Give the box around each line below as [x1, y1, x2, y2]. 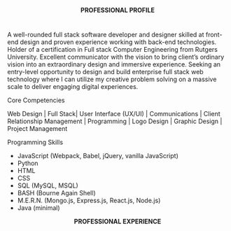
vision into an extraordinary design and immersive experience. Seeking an [7, 60, 221, 69]
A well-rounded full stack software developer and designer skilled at [7, 31, 204, 39]
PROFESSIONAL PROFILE [80, 6, 155, 14]
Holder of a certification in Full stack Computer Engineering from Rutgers [7, 45, 218, 54]
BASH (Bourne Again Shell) [17, 189, 96, 197]
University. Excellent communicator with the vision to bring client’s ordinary [7, 52, 225, 62]
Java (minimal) [17, 204, 61, 212]
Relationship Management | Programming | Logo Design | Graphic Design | [7, 117, 223, 125]
